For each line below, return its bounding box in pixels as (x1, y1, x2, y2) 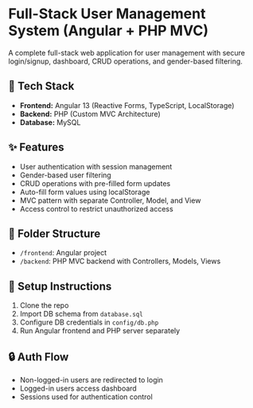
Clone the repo (19, 301, 69, 310)
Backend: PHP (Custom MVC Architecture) (19, 109, 161, 119)
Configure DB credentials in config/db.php (19, 317, 159, 327)
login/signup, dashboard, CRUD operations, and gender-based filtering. (8, 56, 243, 66)
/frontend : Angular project (19, 248, 107, 258)
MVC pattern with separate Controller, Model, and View (19, 196, 201, 205)
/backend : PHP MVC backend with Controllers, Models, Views (19, 256, 221, 266)
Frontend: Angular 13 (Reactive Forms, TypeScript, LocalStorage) (19, 100, 235, 110)
